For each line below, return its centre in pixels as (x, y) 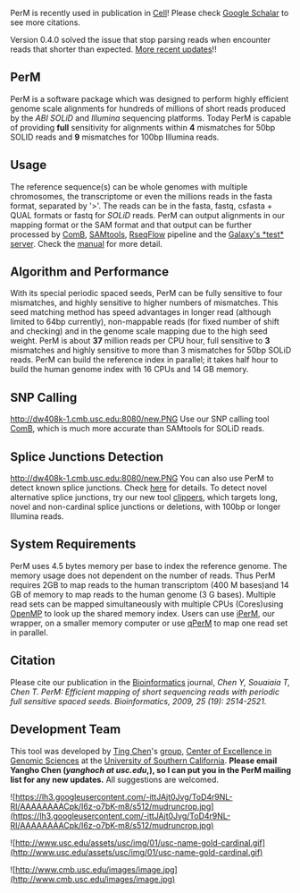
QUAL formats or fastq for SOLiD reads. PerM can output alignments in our (147, 215)
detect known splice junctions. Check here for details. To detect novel (138, 488)
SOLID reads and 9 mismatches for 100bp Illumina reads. (115, 137)
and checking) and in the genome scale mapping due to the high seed (139, 331)
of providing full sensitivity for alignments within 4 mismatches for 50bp (143, 127)
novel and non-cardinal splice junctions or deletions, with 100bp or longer (146, 507)
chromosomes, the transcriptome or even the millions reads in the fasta (142, 196)
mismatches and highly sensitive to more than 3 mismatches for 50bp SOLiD (151, 350)
